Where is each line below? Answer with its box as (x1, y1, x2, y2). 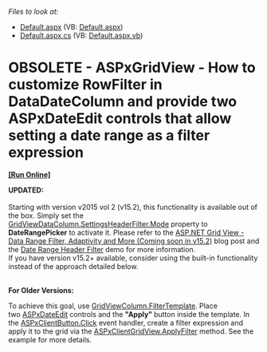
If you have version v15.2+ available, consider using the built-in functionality (8, 253, 258, 263)
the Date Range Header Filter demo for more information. (8, 244, 196, 254)
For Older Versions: (8, 285, 74, 295)
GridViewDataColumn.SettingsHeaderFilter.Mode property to (8, 219, 209, 228)
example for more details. (8, 334, 92, 344)
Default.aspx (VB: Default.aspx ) (19, 22, 124, 31)
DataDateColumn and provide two (8, 93, 238, 111)
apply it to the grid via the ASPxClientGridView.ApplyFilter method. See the (8, 326, 254, 336)
